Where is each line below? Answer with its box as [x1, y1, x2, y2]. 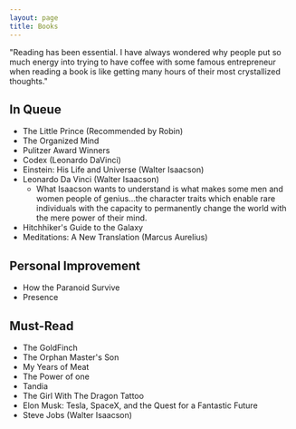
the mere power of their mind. [35, 212, 148, 223]
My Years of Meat [22, 361, 90, 372]
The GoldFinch [22, 342, 79, 353]
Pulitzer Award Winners [22, 145, 110, 156]
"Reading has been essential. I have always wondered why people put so [9, 46, 282, 57]
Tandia [22, 380, 48, 391]
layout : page [9, 13, 59, 23]
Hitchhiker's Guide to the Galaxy [22, 222, 143, 233]
